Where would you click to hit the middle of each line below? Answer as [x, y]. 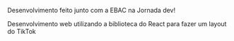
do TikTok [22, 31]
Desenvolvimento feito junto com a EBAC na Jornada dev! [91, 10]
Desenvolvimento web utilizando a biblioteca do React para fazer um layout [117, 24]
